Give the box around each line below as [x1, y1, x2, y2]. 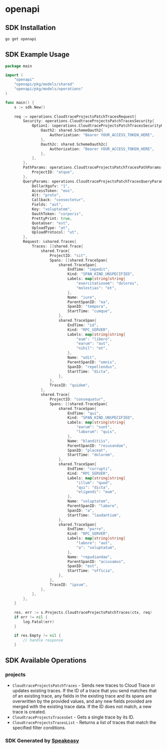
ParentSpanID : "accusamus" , [67, 559, 126, 564]
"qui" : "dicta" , [76, 485, 110, 490]
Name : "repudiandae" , [67, 555, 112, 560]
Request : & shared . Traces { [23, 239, 77, 244]
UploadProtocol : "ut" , [31, 230, 79, 235]
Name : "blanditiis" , [67, 438, 110, 443]
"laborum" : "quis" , [76, 429, 117, 434]
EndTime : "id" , [67, 323, 99, 328]
